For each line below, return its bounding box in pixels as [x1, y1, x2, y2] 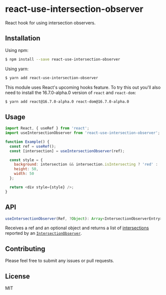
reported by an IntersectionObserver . [5, 230, 83, 236]
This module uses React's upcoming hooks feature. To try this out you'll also [5, 84, 161, 90]
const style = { [9, 157, 43, 163]
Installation [5, 34, 41, 42]
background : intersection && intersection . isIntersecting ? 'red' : [14, 162, 158, 167]
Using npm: [5, 47, 29, 53]
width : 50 [14, 171, 35, 176]
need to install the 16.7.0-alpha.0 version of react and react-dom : [5, 89, 136, 95]
